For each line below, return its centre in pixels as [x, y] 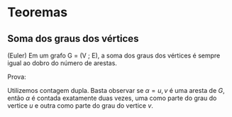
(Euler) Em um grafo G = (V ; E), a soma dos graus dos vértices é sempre [114, 55]
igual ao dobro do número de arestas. [62, 63]
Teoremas [38, 12]
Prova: [17, 77]
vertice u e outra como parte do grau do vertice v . [81, 106]
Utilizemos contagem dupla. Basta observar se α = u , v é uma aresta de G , [116, 90]
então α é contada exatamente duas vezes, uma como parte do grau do [112, 98]
